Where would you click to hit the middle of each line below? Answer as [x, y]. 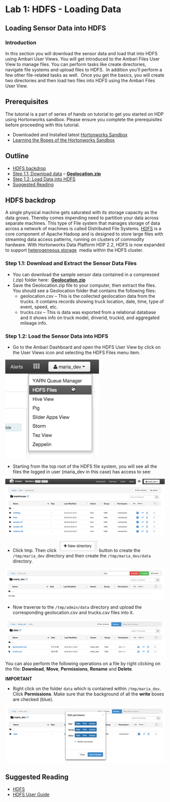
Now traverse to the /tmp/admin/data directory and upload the [77, 607]
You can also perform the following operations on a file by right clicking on [83, 664]
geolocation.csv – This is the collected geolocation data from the [88, 296]
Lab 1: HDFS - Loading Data [63, 9]
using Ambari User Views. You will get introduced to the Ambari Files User [82, 59]
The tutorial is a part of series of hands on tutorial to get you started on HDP [84, 114]
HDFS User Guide [31, 794]
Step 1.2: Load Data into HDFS [44, 179]
